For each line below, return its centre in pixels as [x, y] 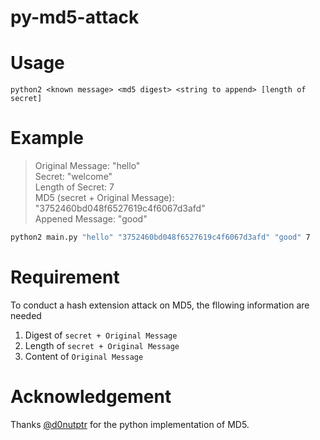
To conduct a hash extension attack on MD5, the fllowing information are [160, 305]
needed [26, 315]
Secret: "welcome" [73, 177]
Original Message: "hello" [87, 166]
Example [47, 138]
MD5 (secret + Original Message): [104, 198]
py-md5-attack [75, 17]
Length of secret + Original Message [102, 345]
